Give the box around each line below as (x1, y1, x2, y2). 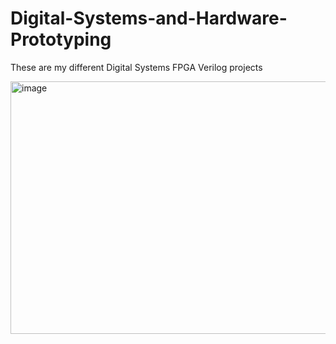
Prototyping (10, 28, 112, 51)
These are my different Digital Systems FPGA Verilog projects (10, 61, 263, 73)
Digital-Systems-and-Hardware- (10, 7, 288, 30)
